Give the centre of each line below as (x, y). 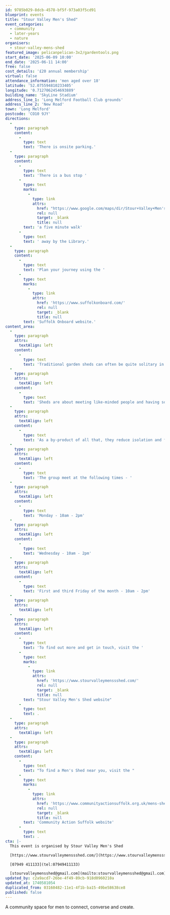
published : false (24, 892)
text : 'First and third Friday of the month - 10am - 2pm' (87, 591)
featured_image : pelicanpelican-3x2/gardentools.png (62, 52)
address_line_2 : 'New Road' (35, 105)
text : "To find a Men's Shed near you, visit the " (79, 770)
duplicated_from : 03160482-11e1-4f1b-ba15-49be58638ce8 (65, 888)
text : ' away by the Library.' (56, 241)
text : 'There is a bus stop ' (55, 175)
